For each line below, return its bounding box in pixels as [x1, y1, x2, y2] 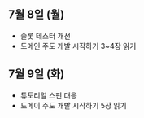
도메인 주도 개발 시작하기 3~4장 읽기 [20, 41, 137, 50]
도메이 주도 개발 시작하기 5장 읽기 [20, 100, 128, 110]
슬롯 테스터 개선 [20, 31, 71, 41]
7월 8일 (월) [8, 7, 65, 22]
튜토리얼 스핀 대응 [20, 90, 77, 100]
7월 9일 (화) [8, 68, 65, 81]
